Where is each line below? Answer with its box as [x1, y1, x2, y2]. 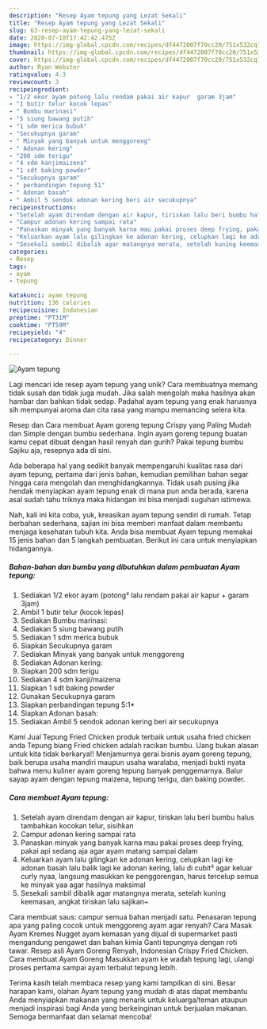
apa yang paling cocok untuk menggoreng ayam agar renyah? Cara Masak [9, 921, 253, 931]
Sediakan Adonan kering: [20, 658, 103, 667]
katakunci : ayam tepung [9, 291, 88, 300]
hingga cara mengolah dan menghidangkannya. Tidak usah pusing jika [9, 478, 240, 488]
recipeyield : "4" [9, 328, 67, 336]
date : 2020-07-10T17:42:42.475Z [9, 33, 116, 42]
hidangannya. [9, 544, 54, 554]
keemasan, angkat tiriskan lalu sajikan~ [20, 897, 149, 907]
